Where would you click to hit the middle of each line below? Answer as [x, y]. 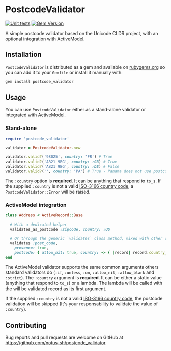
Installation [23, 55]
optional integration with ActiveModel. [45, 39]
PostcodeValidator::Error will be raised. [48, 192]
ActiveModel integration [36, 205]
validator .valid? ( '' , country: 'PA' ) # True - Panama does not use [78, 171]
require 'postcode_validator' [37, 139]
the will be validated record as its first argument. [56, 289]
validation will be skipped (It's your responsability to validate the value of [82, 304]
